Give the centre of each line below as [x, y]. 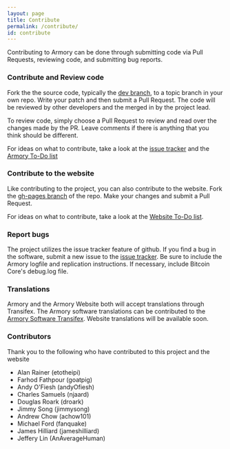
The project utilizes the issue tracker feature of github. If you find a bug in [112, 249]
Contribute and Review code [56, 78]
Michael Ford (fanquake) [52, 424]
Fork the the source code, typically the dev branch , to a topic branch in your [115, 92]
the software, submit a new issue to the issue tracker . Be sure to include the [115, 257]
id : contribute [29, 33]
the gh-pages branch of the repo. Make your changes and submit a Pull [108, 196]
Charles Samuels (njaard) [53, 394]
